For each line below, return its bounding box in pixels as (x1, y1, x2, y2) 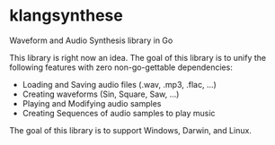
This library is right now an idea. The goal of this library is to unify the (9, 52, 267, 63)
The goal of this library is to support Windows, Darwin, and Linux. (9, 124, 252, 135)
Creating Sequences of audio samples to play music (22, 107, 216, 118)
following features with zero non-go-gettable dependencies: (9, 62, 234, 72)
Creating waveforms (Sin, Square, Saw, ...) (22, 89, 180, 99)
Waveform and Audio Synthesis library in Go (9, 35, 173, 46)
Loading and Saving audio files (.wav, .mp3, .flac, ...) (22, 79, 217, 90)
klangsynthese (9, 5, 123, 26)
